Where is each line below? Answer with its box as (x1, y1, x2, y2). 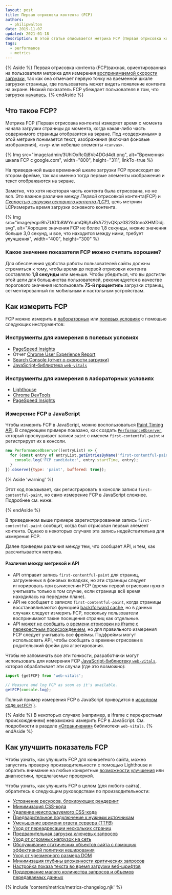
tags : (5, 41, 17, 46)
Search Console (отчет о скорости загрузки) (12, 356, 109, 363)
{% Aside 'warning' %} (5, 476, 54, 482)
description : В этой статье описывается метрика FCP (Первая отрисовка (5, 36, 161, 41)
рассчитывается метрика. (5, 548, 62, 555)
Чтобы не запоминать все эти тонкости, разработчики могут (5, 652, 139, 658)
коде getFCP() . (5, 702, 37, 708)
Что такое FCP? (5, 106, 57, 115)
